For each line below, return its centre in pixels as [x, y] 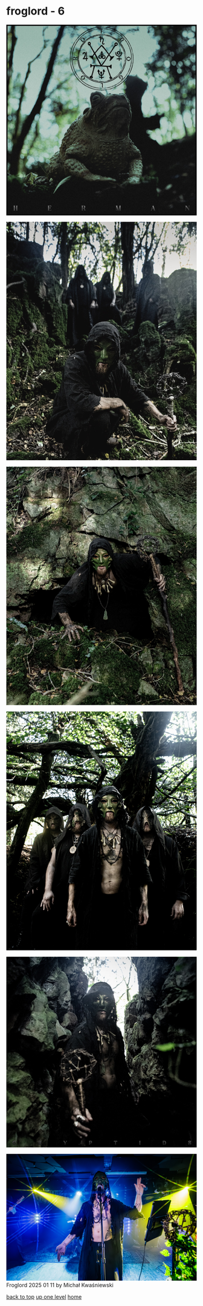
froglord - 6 [36, 11]
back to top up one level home [44, 1297]
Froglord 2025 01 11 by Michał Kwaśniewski [60, 1285]
